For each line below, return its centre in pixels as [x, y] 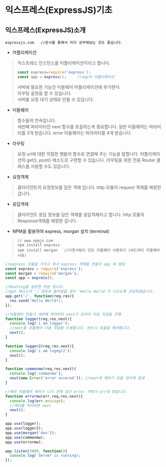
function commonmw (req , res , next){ [41, 369]
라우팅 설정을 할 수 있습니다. [44, 93]
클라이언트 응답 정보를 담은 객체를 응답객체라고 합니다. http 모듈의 [81, 214]
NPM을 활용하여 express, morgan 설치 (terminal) [61, 231]
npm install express [38, 245]
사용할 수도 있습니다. [51, 166]
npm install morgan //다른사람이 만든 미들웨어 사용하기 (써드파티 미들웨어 [88, 250]
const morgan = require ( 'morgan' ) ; [42, 273]
